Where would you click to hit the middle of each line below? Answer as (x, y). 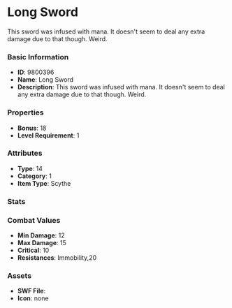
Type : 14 (30, 168)
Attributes (25, 153)
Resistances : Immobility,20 (57, 258)
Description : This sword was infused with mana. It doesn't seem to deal (121, 87)
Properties (26, 112)
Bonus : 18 (32, 128)
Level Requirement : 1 (48, 135)
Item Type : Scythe (44, 183)
